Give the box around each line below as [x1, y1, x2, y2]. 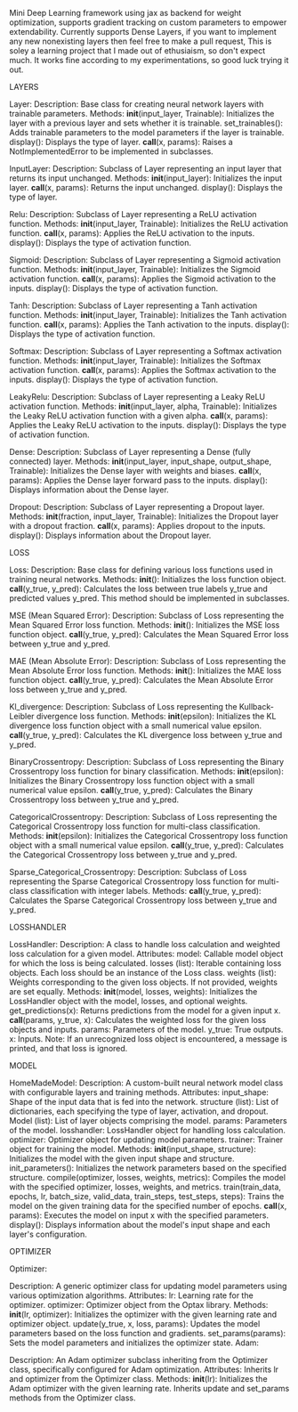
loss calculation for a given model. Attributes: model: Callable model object [9, 948, 284, 959]
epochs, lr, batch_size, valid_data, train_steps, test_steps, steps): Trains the [9, 1191, 285, 1201]
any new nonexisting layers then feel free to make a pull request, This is [9, 36, 272, 46]
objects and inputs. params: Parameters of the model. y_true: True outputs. [9, 1024, 284, 1035]
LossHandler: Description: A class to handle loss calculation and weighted [9, 939, 280, 949]
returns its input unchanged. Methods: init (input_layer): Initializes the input [9, 173, 283, 183]
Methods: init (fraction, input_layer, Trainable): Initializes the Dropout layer [9, 511, 278, 522]
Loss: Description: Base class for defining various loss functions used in [9, 564, 273, 575]
